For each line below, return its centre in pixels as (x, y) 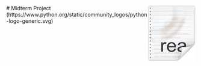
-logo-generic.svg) (30, 21)
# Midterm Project (29, 8)
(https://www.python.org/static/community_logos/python (77, 14)
